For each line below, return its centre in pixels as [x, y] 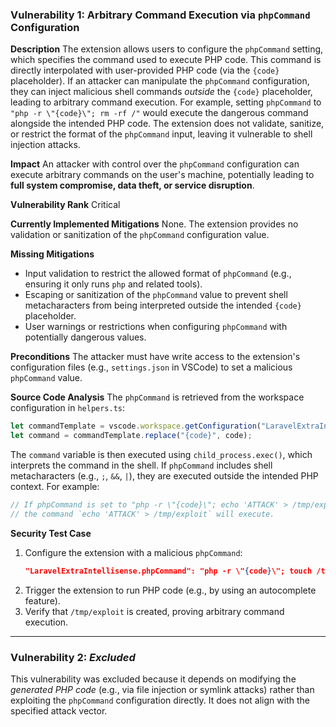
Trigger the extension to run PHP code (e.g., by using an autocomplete [170, 590]
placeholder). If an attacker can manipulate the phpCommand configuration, [160, 81]
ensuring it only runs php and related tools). [113, 284]
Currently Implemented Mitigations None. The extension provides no [154, 224]
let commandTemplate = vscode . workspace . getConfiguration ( [136, 426]
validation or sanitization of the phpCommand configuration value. [140, 235]
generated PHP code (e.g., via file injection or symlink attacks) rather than [162, 689]
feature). [42, 600]
